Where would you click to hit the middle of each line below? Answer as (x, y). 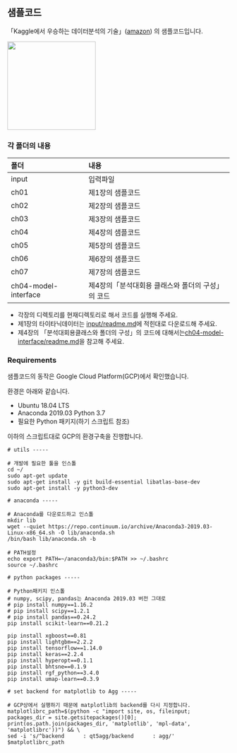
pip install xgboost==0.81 (47, 636)
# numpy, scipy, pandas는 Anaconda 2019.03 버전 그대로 (87, 599)
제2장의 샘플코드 (114, 206)
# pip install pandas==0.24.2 (52, 617)
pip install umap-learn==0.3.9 (53, 679)
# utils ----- (28, 450)
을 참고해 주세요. (102, 342)
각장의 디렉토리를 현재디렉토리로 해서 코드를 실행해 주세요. (98, 315)
